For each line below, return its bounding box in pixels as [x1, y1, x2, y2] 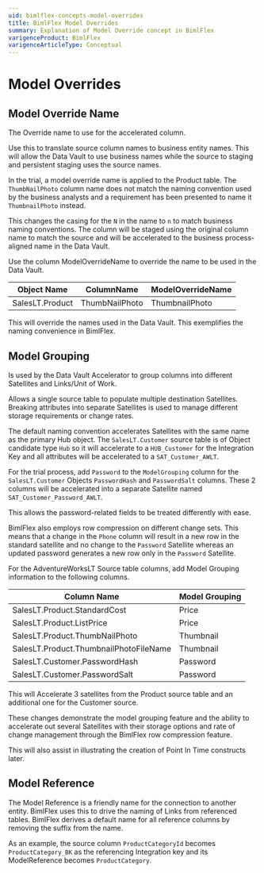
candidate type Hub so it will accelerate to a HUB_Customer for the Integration [8, 443, 254, 452]
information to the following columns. [8, 572, 130, 582]
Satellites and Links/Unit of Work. [8, 379, 117, 388]
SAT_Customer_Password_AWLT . [8, 492, 103, 502]
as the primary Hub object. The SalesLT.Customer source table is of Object [8, 434, 251, 444]
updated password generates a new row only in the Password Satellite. [8, 548, 236, 558]
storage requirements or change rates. [8, 410, 135, 421]
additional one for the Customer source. [8, 698, 139, 707]
